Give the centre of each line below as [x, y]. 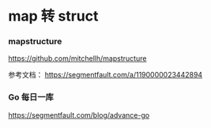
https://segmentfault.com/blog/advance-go [79, 115]
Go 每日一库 [31, 97]
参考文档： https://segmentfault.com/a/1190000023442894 [105, 75]
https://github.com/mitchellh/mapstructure [77, 58]
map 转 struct [53, 16]
